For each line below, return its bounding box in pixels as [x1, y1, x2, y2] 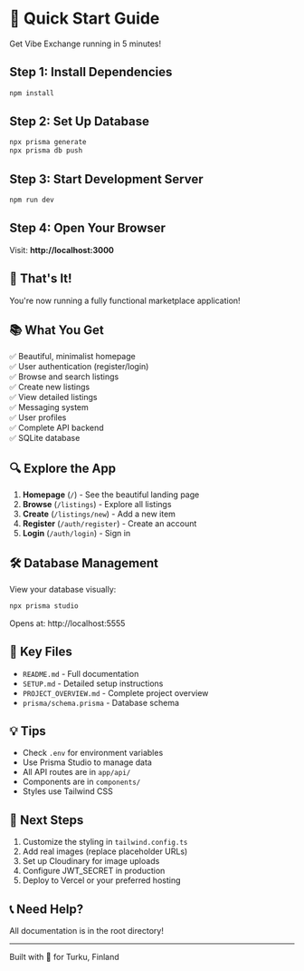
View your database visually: [9, 584, 117, 594]
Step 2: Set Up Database [9, 113, 149, 130]
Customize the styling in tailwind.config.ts [22, 837, 188, 848]
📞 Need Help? [9, 901, 84, 917]
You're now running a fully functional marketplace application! [9, 295, 242, 306]
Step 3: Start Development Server [9, 172, 204, 187]
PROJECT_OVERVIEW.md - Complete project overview [22, 687, 209, 698]
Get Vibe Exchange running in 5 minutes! [9, 38, 162, 49]
